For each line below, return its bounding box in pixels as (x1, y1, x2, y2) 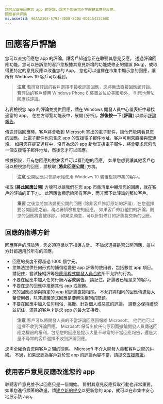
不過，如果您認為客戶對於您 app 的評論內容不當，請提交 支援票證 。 (14, 352, 148, 358)
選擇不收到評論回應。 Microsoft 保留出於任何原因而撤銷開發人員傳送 (16, 323, 154, 329)
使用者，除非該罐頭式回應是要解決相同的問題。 (16, 295, 110, 301)
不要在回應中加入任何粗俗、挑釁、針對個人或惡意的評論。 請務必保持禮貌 (12, 301, 158, 307)
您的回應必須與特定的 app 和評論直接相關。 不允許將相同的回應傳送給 (12, 289, 151, 295)
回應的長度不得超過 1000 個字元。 (12, 258, 80, 265)
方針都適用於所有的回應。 (5, 248, 56, 254)
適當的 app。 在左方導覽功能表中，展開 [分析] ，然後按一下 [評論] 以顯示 (5, 113, 148, 118)
